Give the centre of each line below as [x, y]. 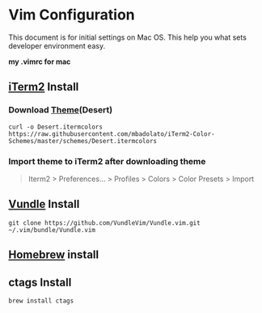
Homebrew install [54, 255]
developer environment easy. [57, 45]
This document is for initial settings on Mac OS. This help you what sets [127, 37]
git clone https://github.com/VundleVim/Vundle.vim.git [104, 223]
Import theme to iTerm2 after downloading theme [107, 161]
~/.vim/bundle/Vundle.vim [52, 230]
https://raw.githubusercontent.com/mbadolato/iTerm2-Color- [112, 134]
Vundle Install [44, 204]
